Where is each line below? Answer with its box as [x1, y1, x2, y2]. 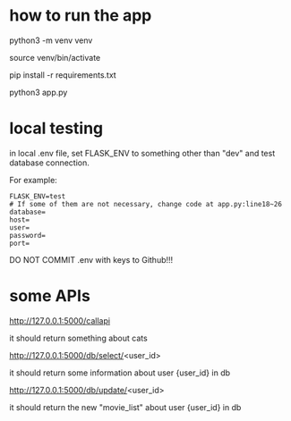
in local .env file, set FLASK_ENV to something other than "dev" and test [9, 147, 276, 158]
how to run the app [9, 5, 152, 26]
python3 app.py [9, 87, 68, 97]
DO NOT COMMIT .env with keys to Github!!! [9, 254, 174, 265]
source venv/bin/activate [9, 52, 101, 63]
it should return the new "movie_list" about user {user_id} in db [9, 401, 242, 412]
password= [9, 231, 47, 240]
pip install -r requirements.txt [9, 69, 116, 80]
